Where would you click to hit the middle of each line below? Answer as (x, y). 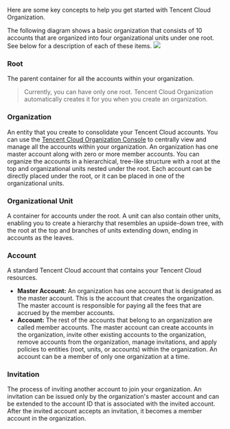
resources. (22, 278)
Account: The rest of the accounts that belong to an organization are (115, 320)
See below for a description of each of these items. (80, 46)
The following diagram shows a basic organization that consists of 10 (105, 31)
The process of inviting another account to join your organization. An (104, 389)
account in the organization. (47, 419)
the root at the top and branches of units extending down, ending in (103, 230)
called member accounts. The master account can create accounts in (115, 327)
